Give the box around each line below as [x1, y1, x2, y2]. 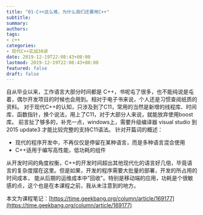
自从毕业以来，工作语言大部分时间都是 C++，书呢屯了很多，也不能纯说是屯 [6, 88, 194, 96]
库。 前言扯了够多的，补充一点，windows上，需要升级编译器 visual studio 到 [6, 119, 198, 126]
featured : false [6, 65, 47, 71]
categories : [6, 43, 36, 49]
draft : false [6, 71, 39, 77]
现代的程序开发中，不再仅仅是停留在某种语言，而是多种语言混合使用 [15, 139, 185, 146]
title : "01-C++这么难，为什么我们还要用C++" [6, 8, 110, 15]
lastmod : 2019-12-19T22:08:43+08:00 [6, 59, 99, 65]
